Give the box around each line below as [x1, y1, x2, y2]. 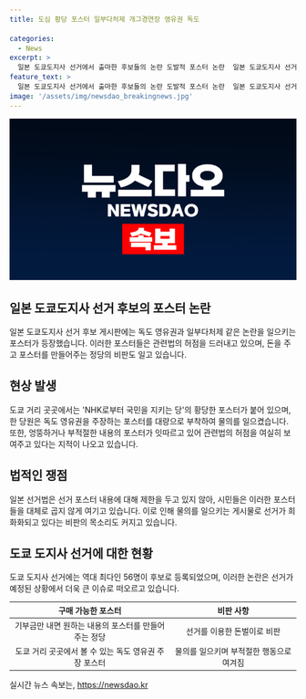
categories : [9, 34, 55, 43]
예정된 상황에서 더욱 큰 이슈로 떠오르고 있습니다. [9, 583, 180, 594]
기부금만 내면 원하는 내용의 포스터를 [15, 621, 141, 631]
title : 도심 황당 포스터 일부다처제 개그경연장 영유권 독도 [9, 15, 200, 24]
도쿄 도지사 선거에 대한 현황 [9, 546, 153, 561]
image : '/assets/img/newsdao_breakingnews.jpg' [9, 91, 194, 100]
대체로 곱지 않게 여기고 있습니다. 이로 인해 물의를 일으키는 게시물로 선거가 [25, 505, 287, 516]
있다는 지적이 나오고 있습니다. [33, 438, 138, 449]
